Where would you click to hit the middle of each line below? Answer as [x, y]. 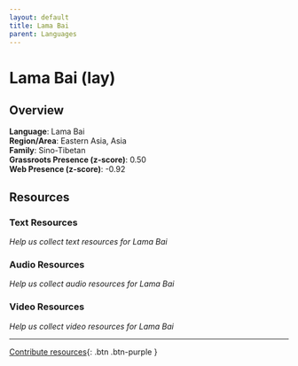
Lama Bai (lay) [63, 78]
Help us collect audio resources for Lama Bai [92, 284]
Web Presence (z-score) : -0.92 [67, 169]
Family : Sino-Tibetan [47, 151]
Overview [37, 110]
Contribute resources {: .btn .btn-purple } [83, 352]
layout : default [39, 17]
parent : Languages [43, 34]
